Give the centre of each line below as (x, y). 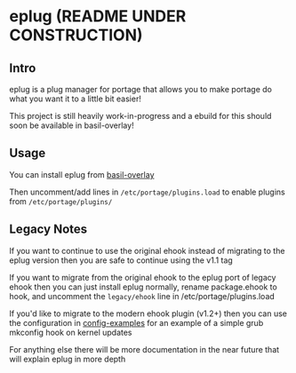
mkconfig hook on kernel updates (71, 332)
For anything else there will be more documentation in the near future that (144, 349)
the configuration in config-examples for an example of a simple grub (136, 322)
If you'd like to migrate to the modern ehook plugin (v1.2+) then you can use (148, 313)
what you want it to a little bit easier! (76, 99)
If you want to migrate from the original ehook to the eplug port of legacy (143, 277)
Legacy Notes (48, 230)
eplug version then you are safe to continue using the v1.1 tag (121, 260)
